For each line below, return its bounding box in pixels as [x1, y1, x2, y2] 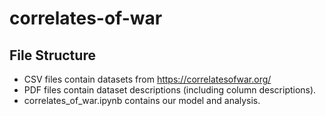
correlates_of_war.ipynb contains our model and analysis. [23, 95, 261, 106]
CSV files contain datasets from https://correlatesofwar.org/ [23, 73, 272, 85]
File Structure [9, 47, 96, 64]
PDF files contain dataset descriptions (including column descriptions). [23, 84, 317, 96]
